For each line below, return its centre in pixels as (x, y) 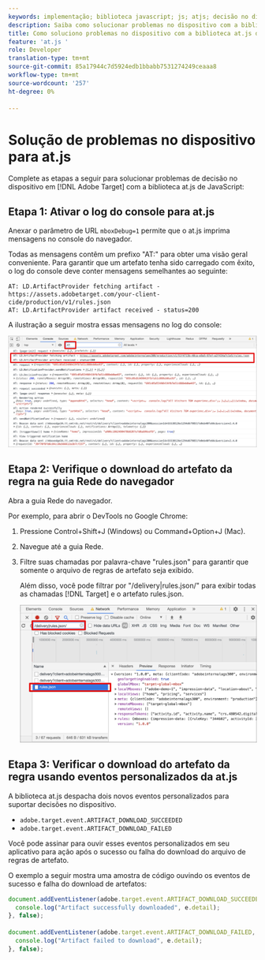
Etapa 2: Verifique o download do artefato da (120, 469)
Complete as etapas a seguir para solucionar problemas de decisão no (123, 178)
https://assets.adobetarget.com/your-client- (84, 295)
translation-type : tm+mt (49, 58)
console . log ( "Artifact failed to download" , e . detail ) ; (109, 941)
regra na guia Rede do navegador (91, 482)
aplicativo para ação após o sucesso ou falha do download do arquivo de (127, 851)
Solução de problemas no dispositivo (132, 140)
